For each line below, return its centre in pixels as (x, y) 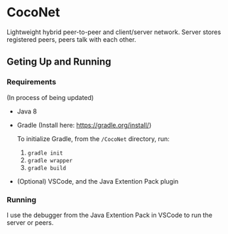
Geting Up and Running (59, 62)
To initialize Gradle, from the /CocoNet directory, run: (93, 138)
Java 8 (27, 111)
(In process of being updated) (50, 97)
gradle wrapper (50, 160)
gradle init (45, 153)
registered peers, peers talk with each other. (71, 39)
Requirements (32, 82)
